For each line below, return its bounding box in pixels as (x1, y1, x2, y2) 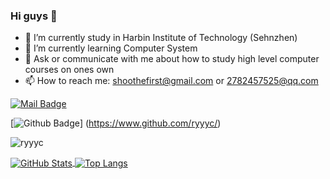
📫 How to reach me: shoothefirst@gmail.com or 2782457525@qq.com (24, 75, 319, 87)
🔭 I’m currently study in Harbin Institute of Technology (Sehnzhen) (24, 32, 298, 44)
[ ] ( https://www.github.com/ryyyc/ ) (10, 117, 222, 129)
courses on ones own (24, 64, 115, 76)
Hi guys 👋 (10, 9, 58, 23)
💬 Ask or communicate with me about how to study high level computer (24, 53, 320, 65)
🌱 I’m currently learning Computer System (24, 42, 198, 54)
